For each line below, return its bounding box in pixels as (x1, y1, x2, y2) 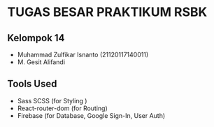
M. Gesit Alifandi (17, 58, 65, 66)
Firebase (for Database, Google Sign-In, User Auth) (17, 111, 166, 119)
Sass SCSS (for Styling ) (17, 96, 87, 105)
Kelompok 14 (7, 32, 65, 44)
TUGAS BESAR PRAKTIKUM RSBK (7, 4, 208, 20)
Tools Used (7, 78, 57, 90)
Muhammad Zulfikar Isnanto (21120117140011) (17, 50, 149, 59)
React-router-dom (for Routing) (17, 104, 108, 112)
